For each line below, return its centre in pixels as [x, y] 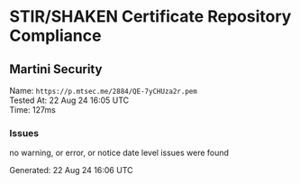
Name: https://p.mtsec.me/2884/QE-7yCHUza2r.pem [104, 91]
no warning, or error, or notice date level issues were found [119, 153]
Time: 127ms [32, 110]
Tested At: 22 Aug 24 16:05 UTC [69, 100]
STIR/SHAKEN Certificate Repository [150, 17]
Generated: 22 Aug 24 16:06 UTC [71, 170]
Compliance [55, 36]
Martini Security [56, 69]
